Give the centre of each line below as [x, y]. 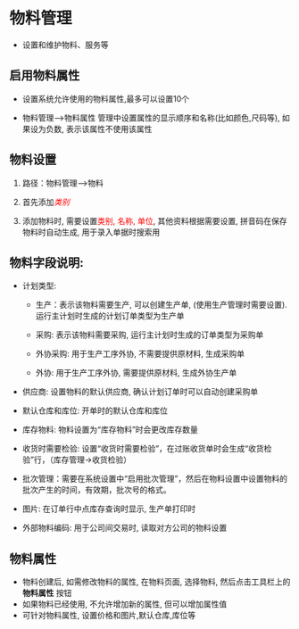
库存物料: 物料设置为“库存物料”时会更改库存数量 [110, 430]
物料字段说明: [47, 263]
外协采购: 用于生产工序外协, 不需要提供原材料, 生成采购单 [140, 354]
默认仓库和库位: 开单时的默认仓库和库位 [95, 410]
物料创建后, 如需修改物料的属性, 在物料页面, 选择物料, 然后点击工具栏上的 [156, 582]
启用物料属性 [45, 75]
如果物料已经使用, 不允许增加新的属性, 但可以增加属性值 [125, 604]
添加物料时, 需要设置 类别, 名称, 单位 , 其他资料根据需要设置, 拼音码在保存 [154, 220]
